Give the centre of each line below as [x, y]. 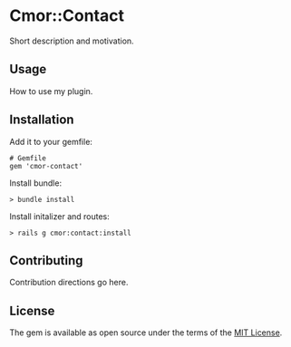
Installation [42, 120]
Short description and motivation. [72, 41]
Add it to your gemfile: [51, 141]
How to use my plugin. [51, 91]
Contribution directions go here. [69, 283]
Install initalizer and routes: [60, 216]
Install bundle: [35, 183]
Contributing [46, 260]
